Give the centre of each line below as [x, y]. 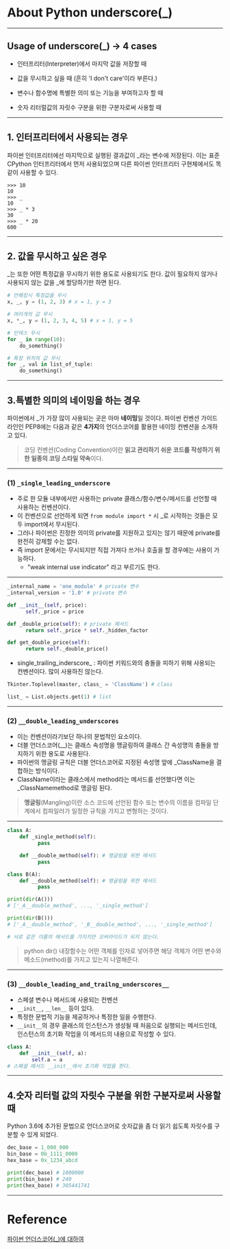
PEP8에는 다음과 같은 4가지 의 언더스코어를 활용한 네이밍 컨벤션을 [112, 427]
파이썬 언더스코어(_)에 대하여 [46, 1239]
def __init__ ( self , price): [47, 605]
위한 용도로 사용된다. [63, 754]
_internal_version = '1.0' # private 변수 [67, 593]
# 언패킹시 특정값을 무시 [37, 296]
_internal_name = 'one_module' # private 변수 [73, 587]
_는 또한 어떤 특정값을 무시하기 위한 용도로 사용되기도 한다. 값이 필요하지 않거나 [112, 274]
